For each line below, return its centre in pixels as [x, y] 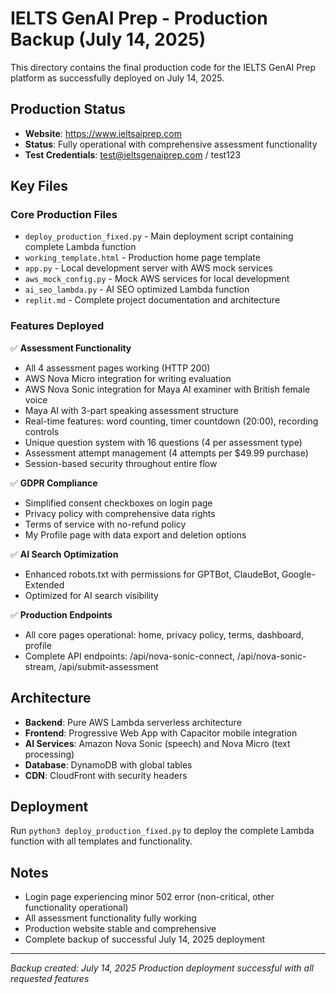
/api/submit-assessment [108, 666]
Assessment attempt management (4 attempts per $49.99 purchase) [166, 453]
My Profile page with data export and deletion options [135, 534]
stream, [40, 666]
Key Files [39, 186]
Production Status [68, 109]
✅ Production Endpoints [61, 614]
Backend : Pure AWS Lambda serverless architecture [133, 722]
